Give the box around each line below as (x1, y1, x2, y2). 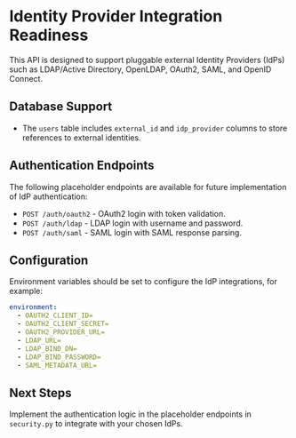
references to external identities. (21, 131, 141, 143)
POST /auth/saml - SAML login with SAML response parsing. (21, 227, 243, 237)
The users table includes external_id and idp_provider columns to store (21, 123, 288, 133)
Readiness (9, 25, 89, 45)
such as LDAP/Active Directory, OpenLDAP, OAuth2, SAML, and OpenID (9, 64, 272, 75)
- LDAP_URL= (17, 336, 62, 345)
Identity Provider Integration (9, 6, 223, 27)
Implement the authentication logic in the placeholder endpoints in (9, 409, 252, 419)
